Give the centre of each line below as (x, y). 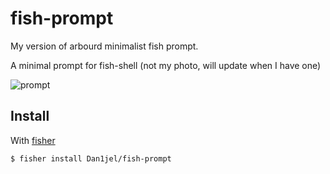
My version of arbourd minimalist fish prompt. (104, 46)
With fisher (33, 140)
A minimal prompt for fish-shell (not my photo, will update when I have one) (166, 65)
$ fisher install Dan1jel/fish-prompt (91, 158)
